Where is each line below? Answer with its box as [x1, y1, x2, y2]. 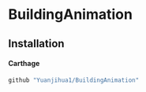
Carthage [8, 59, 40, 68]
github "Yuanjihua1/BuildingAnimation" [8, 76, 140, 84]
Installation [8, 37, 65, 50]
